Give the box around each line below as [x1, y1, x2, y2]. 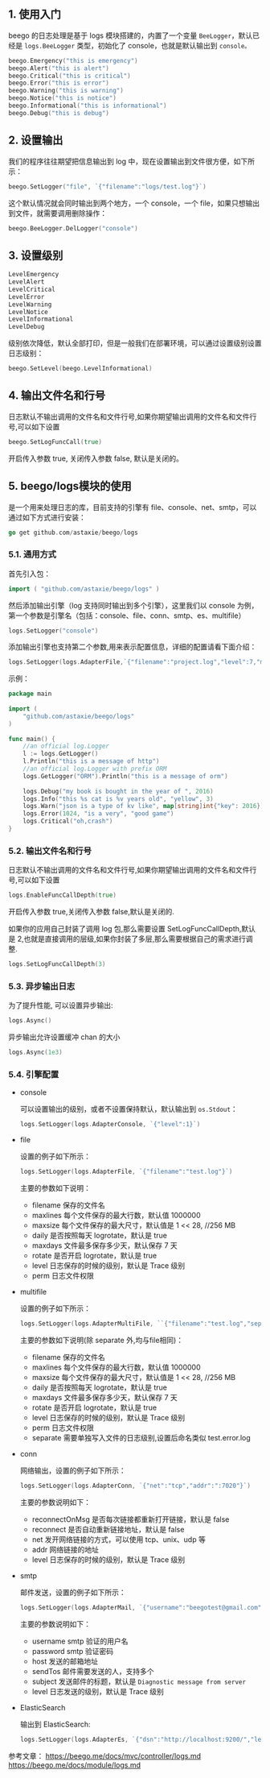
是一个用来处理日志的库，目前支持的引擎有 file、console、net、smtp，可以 [8, 502, 257, 512]
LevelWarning [8, 300, 52, 309]
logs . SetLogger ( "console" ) [8, 627, 99, 635]
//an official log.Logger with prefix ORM [22, 765, 167, 773]
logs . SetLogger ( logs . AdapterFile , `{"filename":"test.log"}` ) [19, 1167, 233, 1176]
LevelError [8, 292, 45, 300]
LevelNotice [8, 308, 48, 316]
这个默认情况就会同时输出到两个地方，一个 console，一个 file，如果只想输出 [8, 198, 260, 208]
